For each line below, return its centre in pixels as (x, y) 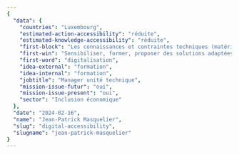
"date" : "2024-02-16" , (47, 113)
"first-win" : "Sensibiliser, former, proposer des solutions (112, 54)
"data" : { (27, 21)
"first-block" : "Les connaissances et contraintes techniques (114, 47)
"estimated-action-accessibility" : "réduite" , (90, 34)
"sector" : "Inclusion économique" (71, 100)
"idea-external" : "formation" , (66, 67)
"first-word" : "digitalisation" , (69, 60)
